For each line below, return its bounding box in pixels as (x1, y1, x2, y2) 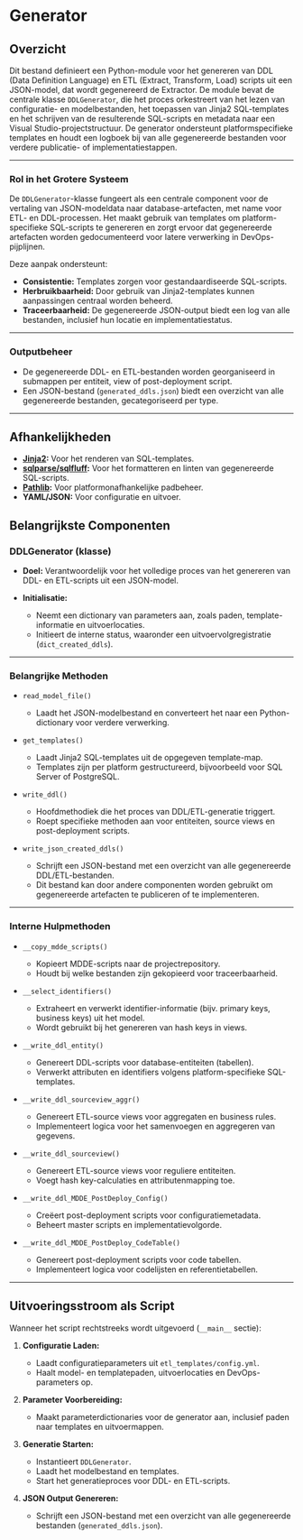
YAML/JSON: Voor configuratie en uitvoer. (22, 492, 182, 503)
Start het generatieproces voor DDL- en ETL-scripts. (35, 1475, 231, 1486)
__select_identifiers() (22, 987, 113, 996)
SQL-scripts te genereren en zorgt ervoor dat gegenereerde (49, 222, 272, 233)
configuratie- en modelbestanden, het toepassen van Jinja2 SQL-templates (9, 104, 289, 114)
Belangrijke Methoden (9, 669, 108, 682)
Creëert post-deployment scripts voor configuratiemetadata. (35, 1210, 262, 1221)
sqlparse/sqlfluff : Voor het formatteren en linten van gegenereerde (22, 463, 274, 474)
